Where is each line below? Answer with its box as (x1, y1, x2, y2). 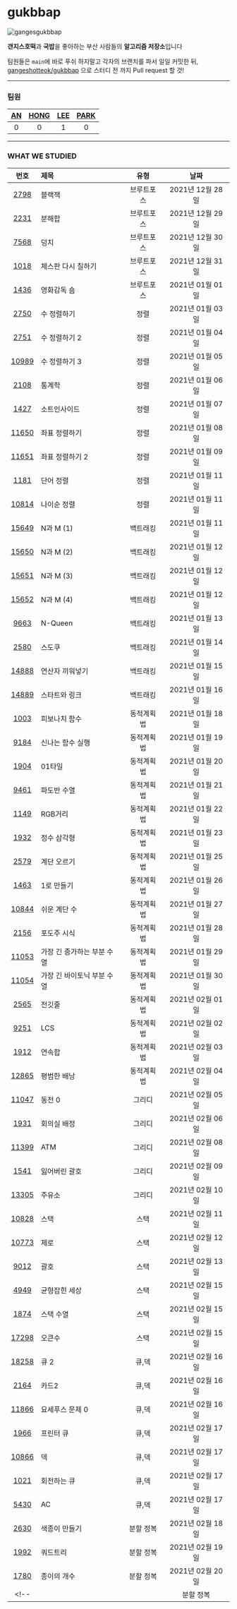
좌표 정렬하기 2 (40, 452, 89, 462)
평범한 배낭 (40, 1071, 75, 1080)
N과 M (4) (40, 594, 73, 604)
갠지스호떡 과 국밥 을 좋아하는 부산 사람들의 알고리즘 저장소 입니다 (7, 42, 183, 50)
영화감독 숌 (40, 285, 75, 295)
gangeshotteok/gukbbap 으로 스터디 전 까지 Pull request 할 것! (7, 66, 185, 74)
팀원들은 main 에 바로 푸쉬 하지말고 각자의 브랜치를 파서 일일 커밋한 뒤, (7, 57, 199, 66)
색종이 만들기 (40, 1524, 83, 1533)
